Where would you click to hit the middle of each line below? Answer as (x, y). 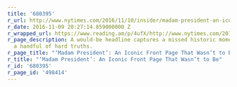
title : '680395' (31, 14)
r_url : (17, 20)
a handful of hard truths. (53, 46)
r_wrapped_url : (30, 33)
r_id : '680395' (30, 66)
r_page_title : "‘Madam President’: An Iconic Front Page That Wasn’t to (116, 53)
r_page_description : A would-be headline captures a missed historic (112, 40)
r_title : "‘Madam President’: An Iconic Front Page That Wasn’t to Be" (115, 60)
